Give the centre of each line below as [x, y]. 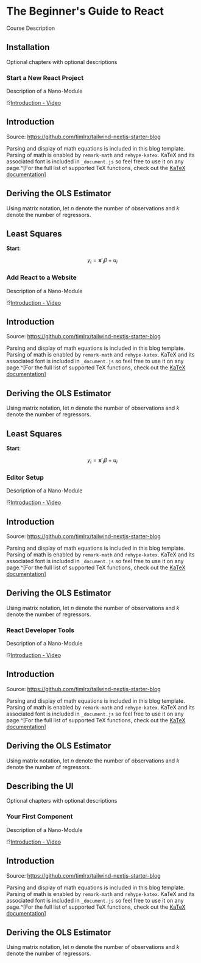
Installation [28, 47]
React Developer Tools [41, 630]
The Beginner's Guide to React [85, 11]
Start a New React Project [45, 77]
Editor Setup [25, 477]
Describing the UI [40, 787]
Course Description [31, 28]
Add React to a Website [42, 277]
